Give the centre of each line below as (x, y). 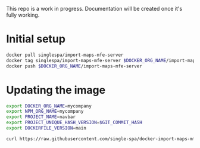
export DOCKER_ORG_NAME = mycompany (49, 106)
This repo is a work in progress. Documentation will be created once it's (94, 9)
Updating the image (56, 90)
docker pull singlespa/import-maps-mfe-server (65, 55)
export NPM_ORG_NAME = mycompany (45, 112)
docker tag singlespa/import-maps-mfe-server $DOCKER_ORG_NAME (86, 60)
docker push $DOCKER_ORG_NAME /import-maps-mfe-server (74, 66)
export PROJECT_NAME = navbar (41, 117)
